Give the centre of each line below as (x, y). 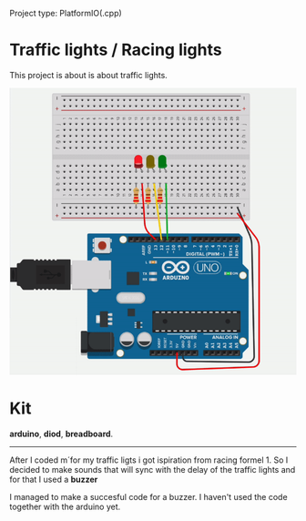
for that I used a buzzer (54, 479)
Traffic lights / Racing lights (116, 50)
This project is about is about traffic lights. (89, 75)
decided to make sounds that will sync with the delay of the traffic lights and (153, 469)
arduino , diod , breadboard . (61, 434)
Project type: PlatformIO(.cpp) (66, 13)
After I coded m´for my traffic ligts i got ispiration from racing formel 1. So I (149, 460)
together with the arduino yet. (65, 506)
